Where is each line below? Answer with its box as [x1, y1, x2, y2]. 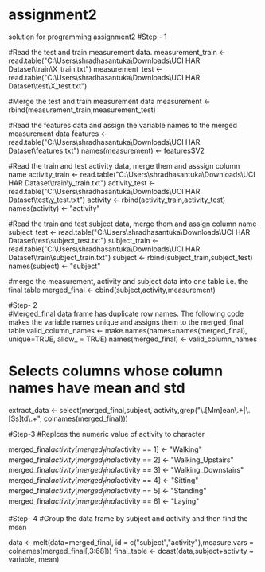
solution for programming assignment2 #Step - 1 [8, 32, 167, 41]
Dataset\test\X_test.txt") [8, 81, 88, 91]
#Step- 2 [8, 300, 37, 309]
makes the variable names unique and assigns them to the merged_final [8, 317, 244, 327]
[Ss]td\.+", [8, 414, 42, 423]
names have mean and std [8, 379, 185, 397]
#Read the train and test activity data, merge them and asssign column [8, 161, 240, 170]
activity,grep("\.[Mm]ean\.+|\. [154, 405, 251, 414]
